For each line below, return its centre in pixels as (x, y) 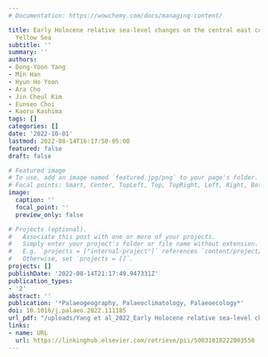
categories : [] (33, 127)
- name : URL (28, 333)
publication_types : (41, 281)
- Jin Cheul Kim (35, 96)
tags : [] (23, 119)
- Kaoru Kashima (35, 112)
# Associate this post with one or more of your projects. (112, 237)
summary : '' (28, 53)
